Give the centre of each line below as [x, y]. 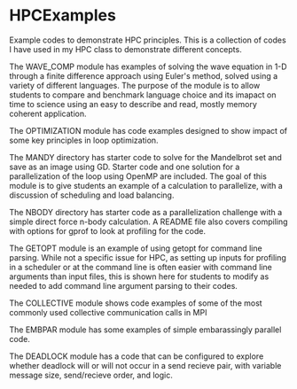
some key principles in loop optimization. [84, 140]
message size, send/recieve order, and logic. [91, 375]
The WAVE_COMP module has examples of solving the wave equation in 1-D [148, 66]
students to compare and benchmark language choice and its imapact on [143, 95]
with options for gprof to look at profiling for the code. [108, 230]
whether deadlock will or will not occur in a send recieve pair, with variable [145, 365]
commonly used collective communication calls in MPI [108, 312]
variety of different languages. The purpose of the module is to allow [135, 85]
